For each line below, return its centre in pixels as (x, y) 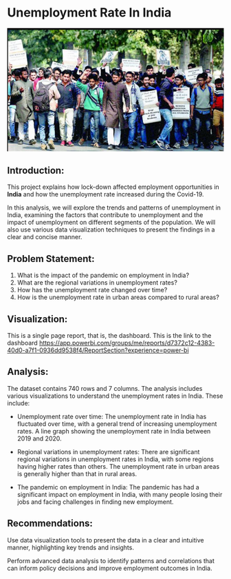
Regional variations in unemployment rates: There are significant (108, 451)
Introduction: (36, 170)
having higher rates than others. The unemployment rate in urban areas (118, 466)
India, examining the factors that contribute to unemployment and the (105, 215)
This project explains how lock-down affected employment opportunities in (113, 187)
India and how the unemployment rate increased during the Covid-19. (106, 194)
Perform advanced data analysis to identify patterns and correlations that (111, 560)
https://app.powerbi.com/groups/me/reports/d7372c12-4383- (127, 343)
